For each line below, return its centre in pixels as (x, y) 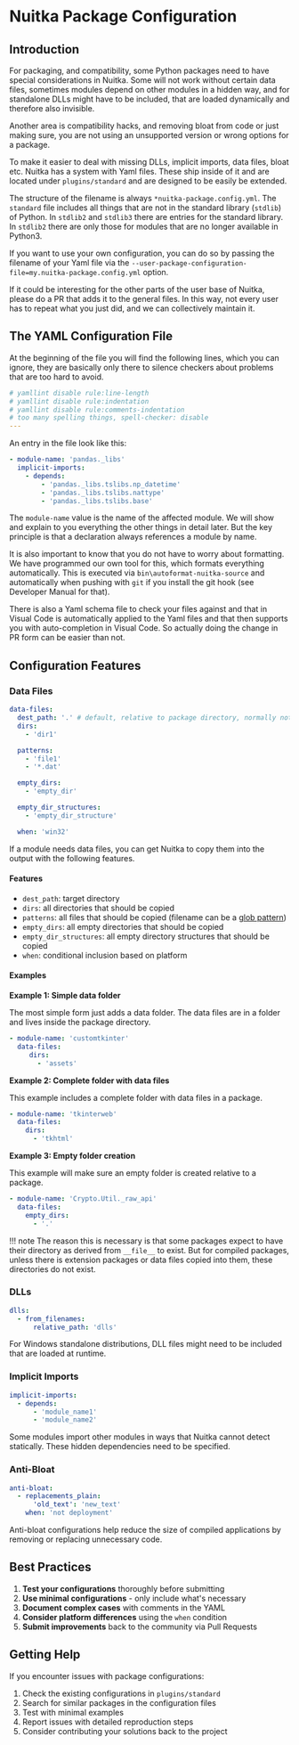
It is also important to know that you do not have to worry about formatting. (147, 554)
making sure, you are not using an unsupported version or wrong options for (149, 135)
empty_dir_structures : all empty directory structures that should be (145, 936)
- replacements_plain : (59, 1496)
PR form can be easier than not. (68, 638)
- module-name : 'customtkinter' (69, 1039)
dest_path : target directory (71, 898)
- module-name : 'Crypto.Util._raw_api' (83, 1199)
